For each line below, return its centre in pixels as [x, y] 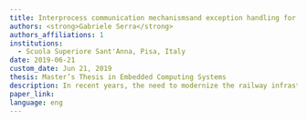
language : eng [37, 102]
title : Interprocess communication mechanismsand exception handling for [153, 18]
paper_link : [32, 94]
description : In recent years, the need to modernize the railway [138, 86]
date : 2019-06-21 [42, 60]
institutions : [37, 43]
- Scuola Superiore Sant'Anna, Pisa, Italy [101, 52]
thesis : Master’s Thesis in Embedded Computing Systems [118, 77]
